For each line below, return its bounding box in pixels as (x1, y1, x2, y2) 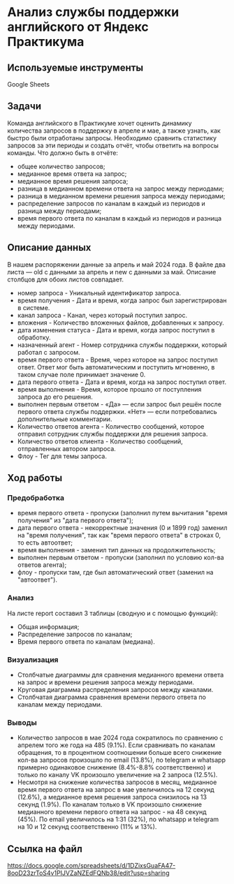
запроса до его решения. (17, 392, 93, 401)
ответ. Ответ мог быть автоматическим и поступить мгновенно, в (17, 362, 215, 371)
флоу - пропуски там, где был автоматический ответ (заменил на (17, 568, 214, 577)
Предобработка (7, 493, 65, 503)
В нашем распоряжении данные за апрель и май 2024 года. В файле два (7, 260, 226, 269)
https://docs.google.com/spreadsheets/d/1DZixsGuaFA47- (7, 862, 176, 870)
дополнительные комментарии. (17, 415, 112, 423)
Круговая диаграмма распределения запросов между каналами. (17, 685, 214, 693)
